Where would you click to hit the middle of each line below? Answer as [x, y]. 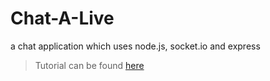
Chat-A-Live [62, 18]
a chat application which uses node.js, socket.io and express [135, 46]
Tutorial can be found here [89, 65]
